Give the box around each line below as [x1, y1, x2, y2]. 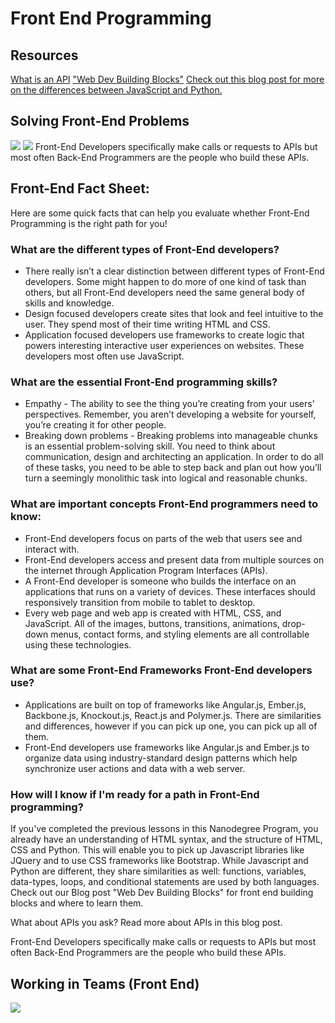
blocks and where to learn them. [10, 897, 144, 909]
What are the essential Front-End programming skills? [10, 375, 278, 389]
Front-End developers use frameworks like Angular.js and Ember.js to [24, 741, 310, 753]
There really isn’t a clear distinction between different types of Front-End [24, 265, 325, 277]
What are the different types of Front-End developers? [10, 242, 280, 256]
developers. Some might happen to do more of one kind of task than [24, 275, 307, 287]
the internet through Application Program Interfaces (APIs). [24, 564, 268, 576]
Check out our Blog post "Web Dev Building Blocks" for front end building [10, 887, 314, 899]
